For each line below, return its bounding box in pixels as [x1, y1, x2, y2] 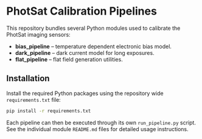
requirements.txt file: [6, 96, 61, 103]
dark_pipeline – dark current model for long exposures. [15, 49, 155, 56]
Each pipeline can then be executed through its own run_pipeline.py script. [6, 119, 197, 126]
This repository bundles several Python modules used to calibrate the [6, 24, 181, 32]
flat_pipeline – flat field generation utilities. [15, 55, 123, 63]
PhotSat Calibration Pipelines [6, 4, 157, 18]
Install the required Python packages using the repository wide [6, 90, 164, 97]
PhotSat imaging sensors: [6, 30, 71, 38]
